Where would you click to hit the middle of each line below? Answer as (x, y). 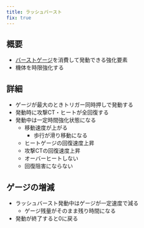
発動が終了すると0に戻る (47, 218)
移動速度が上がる (46, 128)
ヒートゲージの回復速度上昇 (59, 143)
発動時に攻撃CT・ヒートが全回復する (62, 112)
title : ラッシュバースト (34, 12)
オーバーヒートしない (51, 158)
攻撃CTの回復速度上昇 (52, 151)
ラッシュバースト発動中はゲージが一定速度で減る (77, 203)
